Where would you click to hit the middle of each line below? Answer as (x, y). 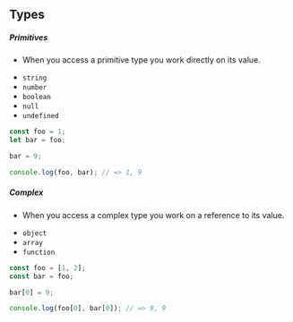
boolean (36, 97)
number (34, 88)
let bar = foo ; (38, 140)
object (34, 233)
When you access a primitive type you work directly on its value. (142, 60)
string (34, 78)
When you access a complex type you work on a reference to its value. (153, 215)
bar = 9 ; (26, 157)
